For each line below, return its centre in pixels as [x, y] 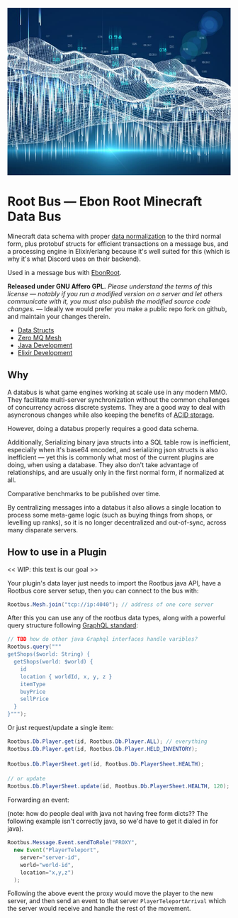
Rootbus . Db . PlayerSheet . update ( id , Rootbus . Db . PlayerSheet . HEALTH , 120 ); [119, 787]
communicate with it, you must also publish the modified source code [109, 301]
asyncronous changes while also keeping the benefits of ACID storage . [111, 415]
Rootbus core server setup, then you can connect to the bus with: [103, 590]
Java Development [45, 345]
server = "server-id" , [50, 857]
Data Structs [36, 330]
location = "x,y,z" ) [47, 873]
